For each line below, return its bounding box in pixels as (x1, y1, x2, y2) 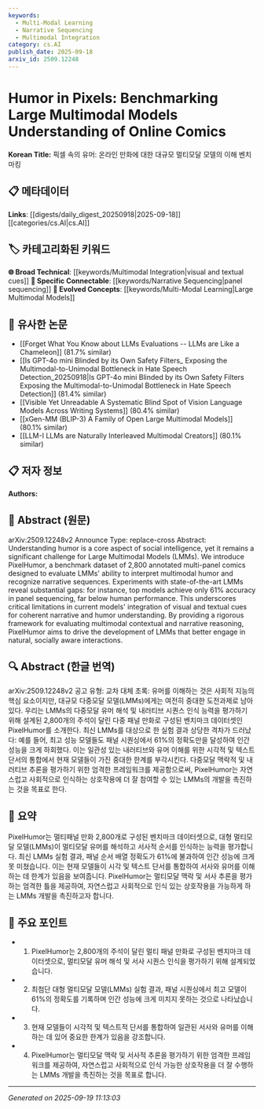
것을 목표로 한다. (16, 784, 67, 794)
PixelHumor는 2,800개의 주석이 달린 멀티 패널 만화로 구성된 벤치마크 (31, 947, 243, 956)
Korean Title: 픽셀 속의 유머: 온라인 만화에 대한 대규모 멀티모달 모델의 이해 (8, 149, 237, 159)
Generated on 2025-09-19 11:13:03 (8, 1093, 121, 1103)
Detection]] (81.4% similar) (19, 389, 107, 399)
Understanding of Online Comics (8, 123, 226, 141)
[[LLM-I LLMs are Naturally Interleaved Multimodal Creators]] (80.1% (19, 431, 242, 440)
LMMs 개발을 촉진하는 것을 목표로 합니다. (39, 1070, 167, 1080)
